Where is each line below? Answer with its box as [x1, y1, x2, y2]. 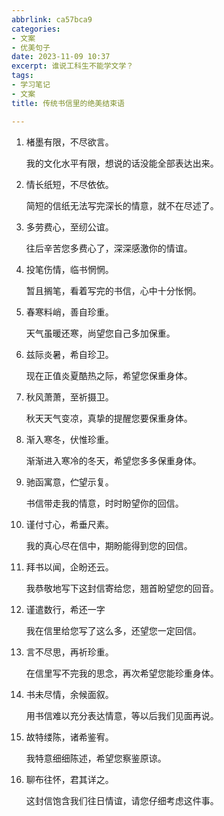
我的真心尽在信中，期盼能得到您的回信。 [25, 539, 193, 551]
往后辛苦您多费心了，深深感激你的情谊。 [25, 242, 193, 254]
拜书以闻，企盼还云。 [25, 561, 114, 573]
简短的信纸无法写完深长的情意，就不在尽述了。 [25, 199, 219, 211]
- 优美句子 [11, 42, 51, 53]
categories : [11, 24, 61, 34]
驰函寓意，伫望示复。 [25, 476, 114, 488]
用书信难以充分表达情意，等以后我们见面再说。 [25, 709, 219, 721]
